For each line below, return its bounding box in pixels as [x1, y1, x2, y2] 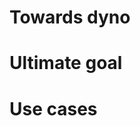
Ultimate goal [9, 52, 123, 75]
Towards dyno [9, 6, 131, 29]
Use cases [9, 97, 98, 120]
